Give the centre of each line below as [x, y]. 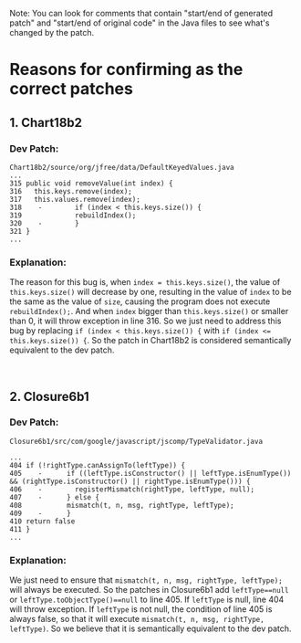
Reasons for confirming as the [126, 70]
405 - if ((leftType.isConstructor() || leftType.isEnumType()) [150, 473]
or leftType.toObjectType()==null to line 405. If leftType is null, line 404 [147, 600]
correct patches [72, 89]
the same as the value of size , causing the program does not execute [140, 301]
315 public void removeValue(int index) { [91, 183]
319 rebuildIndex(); [73, 215]
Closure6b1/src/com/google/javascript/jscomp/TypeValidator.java [136, 441]
